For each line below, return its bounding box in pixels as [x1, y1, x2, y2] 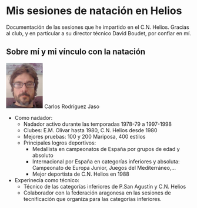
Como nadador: [14, 114, 53, 121]
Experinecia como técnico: [14, 176, 79, 183]
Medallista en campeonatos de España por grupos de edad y [32, 145, 181, 152]
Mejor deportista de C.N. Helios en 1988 [32, 170, 129, 177]
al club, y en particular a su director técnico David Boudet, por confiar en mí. [6, 29, 191, 36]
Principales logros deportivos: [23, 139, 96, 146]
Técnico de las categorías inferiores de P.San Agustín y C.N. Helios [23, 183, 186, 190]
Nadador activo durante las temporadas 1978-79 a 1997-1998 [23, 120, 172, 128]
